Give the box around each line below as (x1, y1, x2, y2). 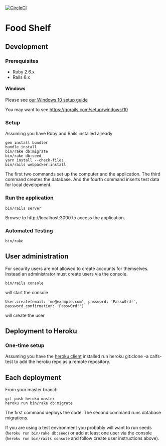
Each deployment (5, 373, 61, 382)
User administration (5, 252, 69, 261)
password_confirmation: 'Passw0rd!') (5, 303, 84, 309)
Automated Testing (5, 227, 53, 234)
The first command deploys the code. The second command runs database (5, 410, 161, 416)
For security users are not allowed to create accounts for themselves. (5, 265, 149, 272)
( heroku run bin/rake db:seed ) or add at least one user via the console (5, 430, 152, 436)
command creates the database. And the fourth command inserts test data (5, 176, 159, 183)
